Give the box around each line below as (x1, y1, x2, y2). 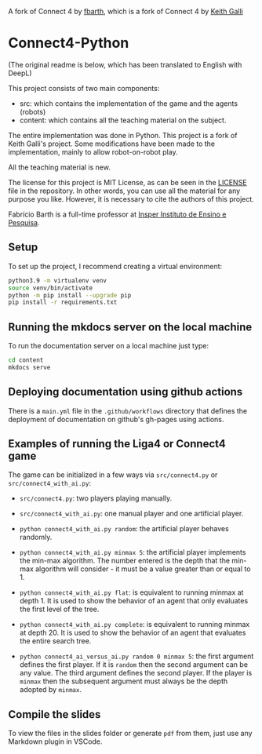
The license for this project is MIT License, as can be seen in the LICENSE (8, 177, 247, 187)
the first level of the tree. (19, 604, 100, 614)
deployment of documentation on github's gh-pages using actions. (8, 414, 224, 424)
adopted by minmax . (19, 685, 82, 694)
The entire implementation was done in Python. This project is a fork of (8, 130, 238, 140)
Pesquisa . (8, 217, 40, 227)
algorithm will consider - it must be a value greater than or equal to (35, 564, 251, 574)
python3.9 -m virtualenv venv (8, 276, 107, 285)
